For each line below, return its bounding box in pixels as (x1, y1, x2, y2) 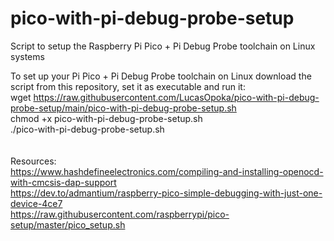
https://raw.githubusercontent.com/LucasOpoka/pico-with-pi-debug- (33, 91, 320, 103)
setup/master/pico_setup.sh (10, 218, 126, 231)
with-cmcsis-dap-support (10, 176, 117, 188)
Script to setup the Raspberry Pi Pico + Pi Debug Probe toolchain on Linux (10, 40, 316, 52)
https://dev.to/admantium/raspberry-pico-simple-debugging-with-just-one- (10, 187, 323, 199)
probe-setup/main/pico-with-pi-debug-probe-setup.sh (10, 102, 237, 114)
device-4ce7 (10, 197, 63, 209)
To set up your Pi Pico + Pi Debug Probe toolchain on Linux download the (10, 70, 312, 82)
